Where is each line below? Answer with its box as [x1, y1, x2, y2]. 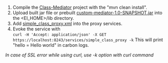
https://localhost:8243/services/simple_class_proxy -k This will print [12, 37, 163, 43]
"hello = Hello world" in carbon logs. [12, 42, 89, 48]
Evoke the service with [12, 26, 61, 32]
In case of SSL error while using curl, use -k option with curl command [5, 52, 154, 58]
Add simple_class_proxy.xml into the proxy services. [12, 20, 123, 26]
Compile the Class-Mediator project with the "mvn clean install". [12, 5, 148, 10]
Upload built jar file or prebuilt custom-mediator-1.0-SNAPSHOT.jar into [12, 10, 163, 16]
